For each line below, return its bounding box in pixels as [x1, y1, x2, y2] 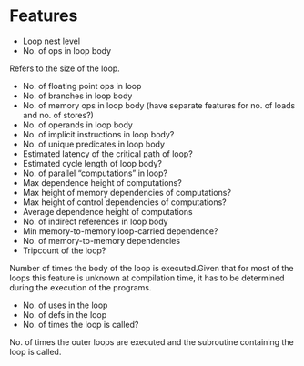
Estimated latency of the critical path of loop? [22, 147, 193, 159]
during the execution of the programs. [9, 281, 152, 292]
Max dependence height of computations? [22, 177, 182, 188]
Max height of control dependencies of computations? [22, 197, 227, 208]
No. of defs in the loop [22, 309, 107, 320]
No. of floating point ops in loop [22, 80, 142, 91]
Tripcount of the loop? [22, 245, 106, 256]
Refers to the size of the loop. [9, 63, 120, 74]
